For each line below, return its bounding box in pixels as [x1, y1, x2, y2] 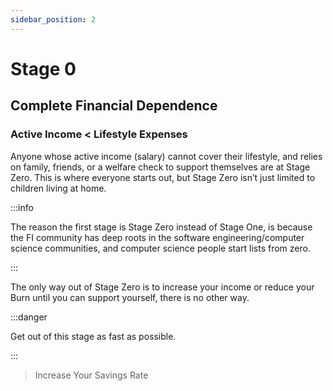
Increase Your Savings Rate [34, 369, 149, 381]
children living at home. [10, 182, 107, 194]
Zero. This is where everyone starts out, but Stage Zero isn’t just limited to [10, 171, 316, 183]
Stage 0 [10, 57, 77, 80]
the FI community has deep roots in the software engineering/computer [10, 231, 305, 243]
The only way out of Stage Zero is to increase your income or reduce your [10, 281, 315, 293]
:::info [10, 201, 34, 213]
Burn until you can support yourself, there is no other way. [10, 291, 250, 303]
